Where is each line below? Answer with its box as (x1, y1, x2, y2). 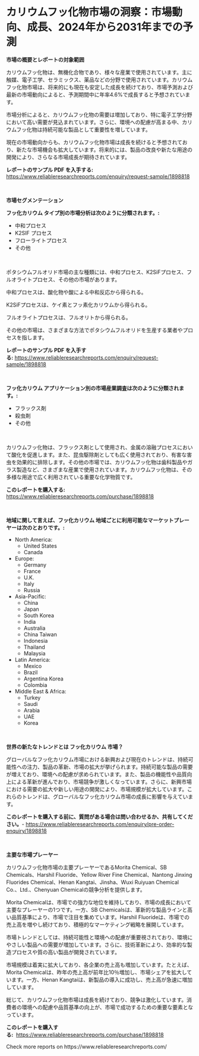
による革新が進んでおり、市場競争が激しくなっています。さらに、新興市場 (11, 778, 192, 785)
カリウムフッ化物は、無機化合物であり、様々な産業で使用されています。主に (6, 68, 192, 76)
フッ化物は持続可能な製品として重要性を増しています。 (16, 126, 151, 133)
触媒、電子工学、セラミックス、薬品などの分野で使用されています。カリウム (6, 76, 193, 83)
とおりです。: (31, 524, 65, 531)
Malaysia (23, 649, 46, 657)
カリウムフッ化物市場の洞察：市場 (6, 5, 172, 19)
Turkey (23, 694, 41, 701)
